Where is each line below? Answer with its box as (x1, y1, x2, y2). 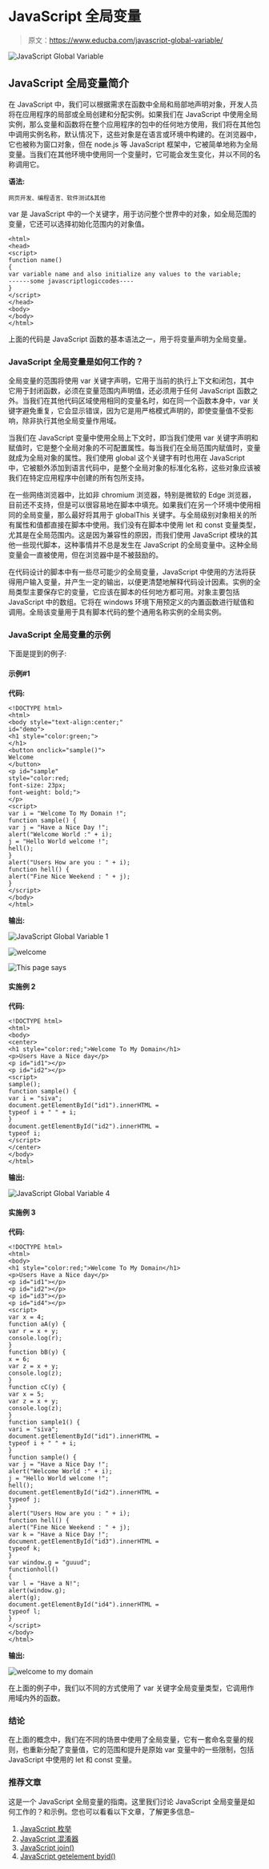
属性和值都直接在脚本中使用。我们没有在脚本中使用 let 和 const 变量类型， (14, 520, 260, 530)
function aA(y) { (8, 1319, 66, 1328)
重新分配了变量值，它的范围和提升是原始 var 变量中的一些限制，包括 (29, 1745, 255, 1754)
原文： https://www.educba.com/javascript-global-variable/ (27, 35, 223, 45)
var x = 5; (8, 1390, 45, 1398)
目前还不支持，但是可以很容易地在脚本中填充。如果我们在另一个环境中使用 (8, 500, 254, 510)
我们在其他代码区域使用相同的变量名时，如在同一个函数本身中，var (29, 396, 251, 405)
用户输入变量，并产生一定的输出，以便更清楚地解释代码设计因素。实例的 (14, 578, 254, 587)
